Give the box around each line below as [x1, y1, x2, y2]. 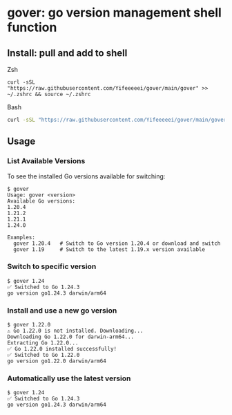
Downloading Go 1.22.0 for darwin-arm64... [7, 333, 135, 340]
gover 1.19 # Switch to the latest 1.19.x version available [13, 246, 206, 253]
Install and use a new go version [7, 306, 117, 315]
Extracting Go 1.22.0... [7, 340, 79, 347]
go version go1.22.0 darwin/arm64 [7, 358, 107, 365]
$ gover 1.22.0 [7, 322, 51, 329]
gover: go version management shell [7, 5, 222, 21]
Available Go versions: [7, 197, 76, 205]
